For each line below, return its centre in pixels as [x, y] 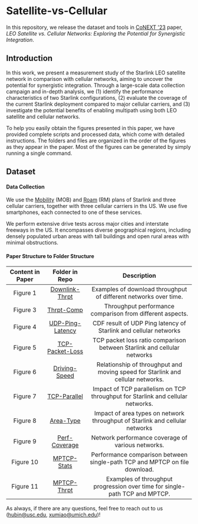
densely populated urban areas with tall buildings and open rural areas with [98, 236]
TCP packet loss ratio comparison [139, 340]
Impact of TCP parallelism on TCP [139, 389]
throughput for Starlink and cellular [139, 396]
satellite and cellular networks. [43, 116]
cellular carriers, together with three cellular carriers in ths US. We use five [97, 206]
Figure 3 [25, 310]
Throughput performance [139, 306]
